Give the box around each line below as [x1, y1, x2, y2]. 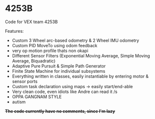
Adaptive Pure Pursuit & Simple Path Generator [12, 63, 106, 69]
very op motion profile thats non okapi [12, 48, 89, 53]
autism [12, 99, 26, 105]
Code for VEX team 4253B [5, 19, 58, 25]
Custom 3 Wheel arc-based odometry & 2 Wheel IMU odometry [12, 37, 139, 43]
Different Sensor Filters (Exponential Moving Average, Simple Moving [12, 53, 150, 58]
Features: [5, 28, 24, 34]
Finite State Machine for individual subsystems [12, 68, 106, 74]
